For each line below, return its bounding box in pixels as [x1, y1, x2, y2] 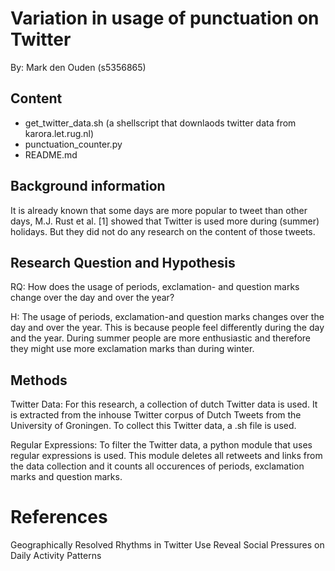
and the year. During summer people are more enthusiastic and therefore [10, 332, 311, 344]
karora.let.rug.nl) [24, 127, 95, 139]
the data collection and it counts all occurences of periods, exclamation [10, 460, 305, 472]
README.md [24, 148, 78, 161]
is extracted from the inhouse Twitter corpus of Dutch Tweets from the [10, 409, 302, 421]
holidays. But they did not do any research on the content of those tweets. [10, 225, 316, 237]
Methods [10, 372, 68, 389]
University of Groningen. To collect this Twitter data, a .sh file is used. [10, 420, 297, 432]
